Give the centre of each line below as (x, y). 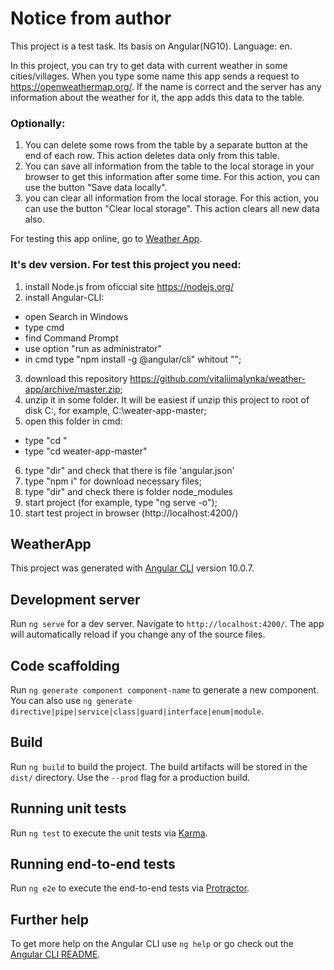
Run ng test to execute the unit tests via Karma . (109, 833)
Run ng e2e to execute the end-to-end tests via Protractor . (130, 888)
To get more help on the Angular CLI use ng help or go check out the (152, 944)
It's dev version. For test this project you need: (126, 265)
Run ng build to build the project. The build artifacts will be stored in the (159, 766)
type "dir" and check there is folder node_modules (128, 491)
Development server (75, 599)
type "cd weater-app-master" (86, 451)
